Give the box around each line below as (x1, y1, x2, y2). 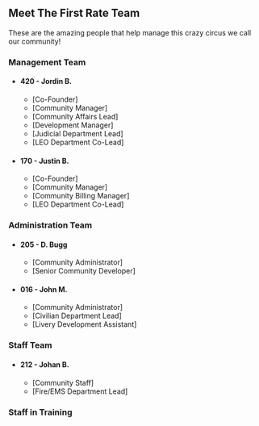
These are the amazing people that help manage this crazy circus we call (8, 27, 252, 37)
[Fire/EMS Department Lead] (31, 386, 128, 396)
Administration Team (8, 219, 93, 231)
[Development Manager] (31, 120, 114, 130)
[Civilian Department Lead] (31, 311, 123, 321)
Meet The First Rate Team (8, 6, 140, 20)
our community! (8, 36, 61, 46)
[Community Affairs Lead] (31, 111, 119, 121)
